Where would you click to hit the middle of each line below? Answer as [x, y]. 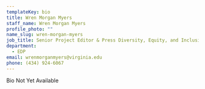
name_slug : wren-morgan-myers [45, 35]
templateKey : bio [28, 12]
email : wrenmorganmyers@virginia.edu [54, 57]
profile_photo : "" [30, 29]
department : [21, 46]
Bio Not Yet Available [33, 80]
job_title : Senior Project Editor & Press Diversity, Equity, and [92, 40]
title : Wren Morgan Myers [39, 18]
